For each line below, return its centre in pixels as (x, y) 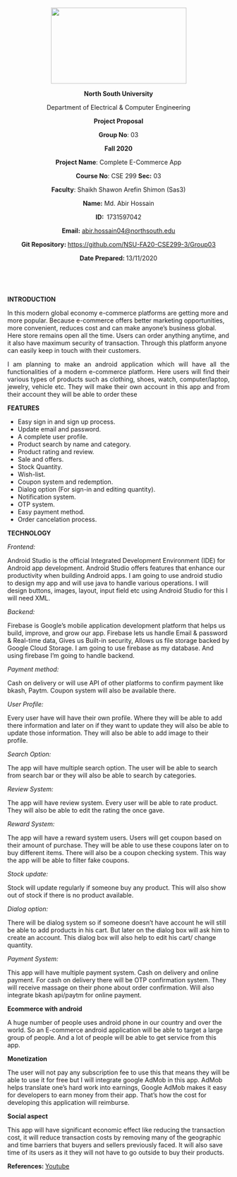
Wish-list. (31, 474)
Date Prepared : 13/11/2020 (119, 258)
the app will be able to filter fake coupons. (68, 860)
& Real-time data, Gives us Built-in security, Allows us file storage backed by (118, 640)
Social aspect (28, 1116)
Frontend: (21, 547)
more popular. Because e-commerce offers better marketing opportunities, (116, 320)
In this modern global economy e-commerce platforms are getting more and (118, 313)
